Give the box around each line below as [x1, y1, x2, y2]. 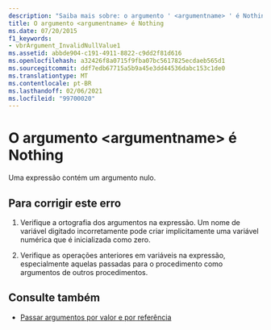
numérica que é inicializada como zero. [19, 235, 151, 244]
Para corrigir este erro [8, 196, 122, 210]
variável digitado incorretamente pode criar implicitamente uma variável [19, 227, 260, 236]
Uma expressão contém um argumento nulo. [8, 173, 156, 182]
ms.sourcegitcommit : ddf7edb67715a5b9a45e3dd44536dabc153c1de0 [8, 65, 226, 73]
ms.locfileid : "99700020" [8, 94, 95, 102]
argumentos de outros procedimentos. [19, 268, 148, 277]
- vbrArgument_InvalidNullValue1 [8, 42, 121, 50]
